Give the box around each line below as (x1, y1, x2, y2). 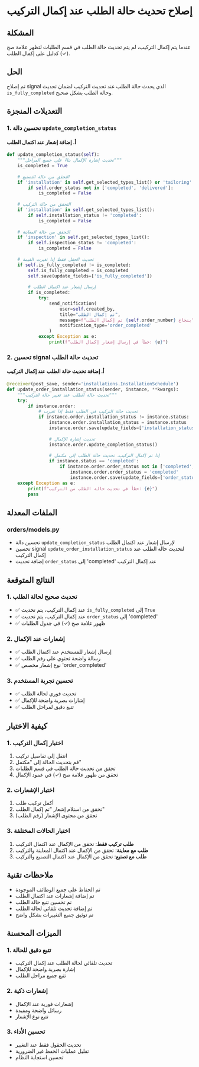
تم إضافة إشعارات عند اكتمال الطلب (15, 892, 94, 899)
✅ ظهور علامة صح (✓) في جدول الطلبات (15, 619, 106, 627)
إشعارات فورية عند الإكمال (15, 1000, 73, 1007)
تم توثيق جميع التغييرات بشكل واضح (15, 911, 94, 918)
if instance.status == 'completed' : (48, 458, 139, 464)
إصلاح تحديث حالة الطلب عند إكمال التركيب (6, 4, 193, 18)
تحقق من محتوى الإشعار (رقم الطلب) (15, 812, 97, 819)
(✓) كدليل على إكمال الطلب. (6, 50, 70, 57)
